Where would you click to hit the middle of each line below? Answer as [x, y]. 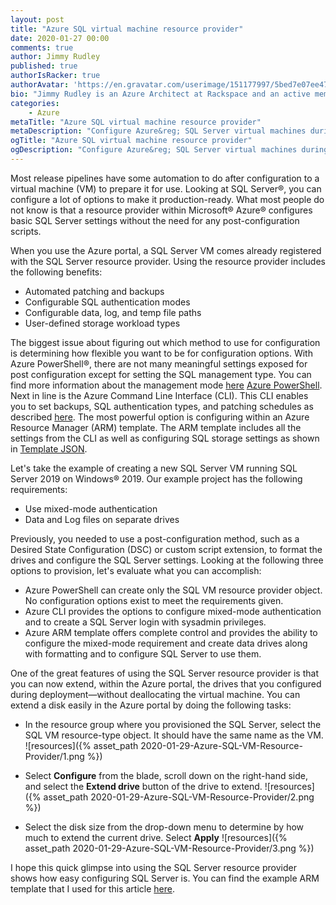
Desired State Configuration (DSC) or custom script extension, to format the [166, 549]
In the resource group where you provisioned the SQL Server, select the [173, 724]
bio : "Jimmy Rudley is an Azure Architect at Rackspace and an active [160, 94]
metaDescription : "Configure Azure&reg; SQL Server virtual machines [158, 131]
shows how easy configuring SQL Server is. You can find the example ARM [165, 878]
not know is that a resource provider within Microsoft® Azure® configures [161, 210]
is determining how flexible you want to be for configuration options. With [161, 353]
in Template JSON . [49, 448]
